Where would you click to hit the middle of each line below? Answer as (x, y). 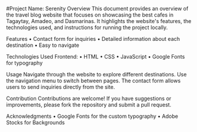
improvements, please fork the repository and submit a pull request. (89, 105)
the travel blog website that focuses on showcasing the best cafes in (90, 15)
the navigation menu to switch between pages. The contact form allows (93, 81)
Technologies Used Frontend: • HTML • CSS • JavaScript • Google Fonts (96, 57)
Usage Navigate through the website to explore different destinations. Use (96, 74)
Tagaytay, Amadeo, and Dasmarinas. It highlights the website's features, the (99, 21)
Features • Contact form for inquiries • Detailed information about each (93, 39)
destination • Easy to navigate (43, 45)
